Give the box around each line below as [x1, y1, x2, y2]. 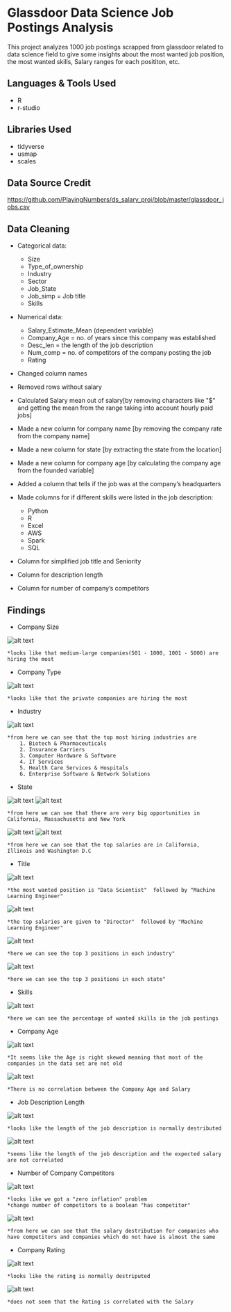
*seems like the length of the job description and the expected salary [7, 1151, 222, 1158]
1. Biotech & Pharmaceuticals [19, 740, 108, 747]
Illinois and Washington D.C [7, 847, 92, 854]
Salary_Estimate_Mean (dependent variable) [27, 326, 154, 335]
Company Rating [17, 1246, 65, 1254]
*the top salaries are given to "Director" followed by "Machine [7, 918, 203, 925]
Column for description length [17, 570, 103, 579]
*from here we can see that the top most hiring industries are [7, 734, 197, 741]
